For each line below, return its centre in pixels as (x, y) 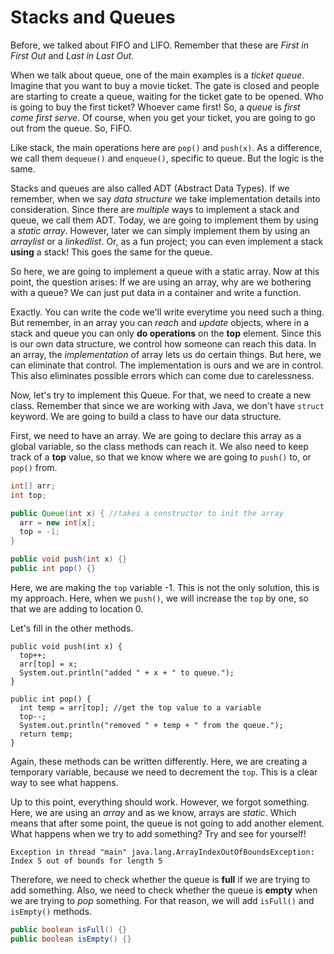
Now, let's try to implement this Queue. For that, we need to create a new (161, 395)
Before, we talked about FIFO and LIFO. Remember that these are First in (159, 45)
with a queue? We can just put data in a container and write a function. (156, 292)
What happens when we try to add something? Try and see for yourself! (158, 833)
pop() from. (34, 467)
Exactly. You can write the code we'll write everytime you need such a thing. (167, 312)
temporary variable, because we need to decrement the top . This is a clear (164, 772)
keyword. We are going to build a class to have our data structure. (146, 416)
